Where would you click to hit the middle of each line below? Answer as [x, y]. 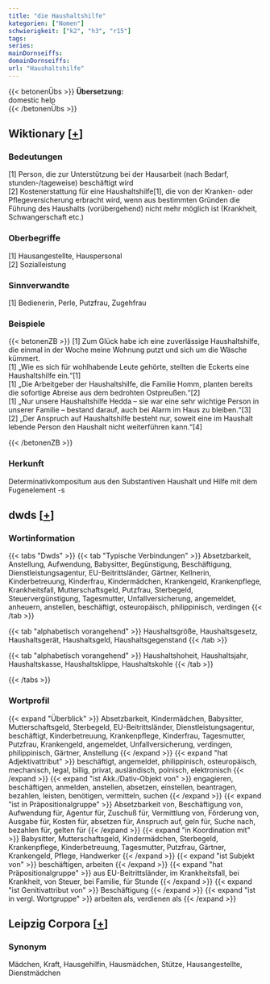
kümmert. [24, 358]
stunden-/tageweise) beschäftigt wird [71, 183]
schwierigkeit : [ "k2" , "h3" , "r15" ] [70, 31]
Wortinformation [42, 538]
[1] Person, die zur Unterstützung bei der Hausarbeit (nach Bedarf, [118, 174]
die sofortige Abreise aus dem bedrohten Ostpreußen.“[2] [104, 393]
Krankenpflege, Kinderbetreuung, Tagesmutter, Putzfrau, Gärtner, [117, 847]
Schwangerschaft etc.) [46, 217]
